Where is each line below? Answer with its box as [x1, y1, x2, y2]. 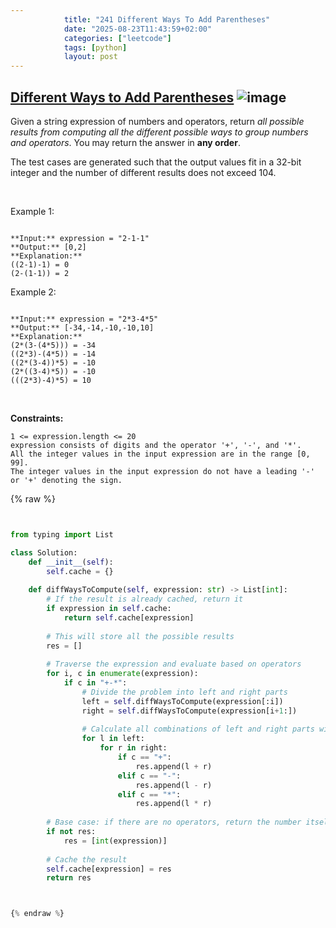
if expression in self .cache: [46, 604, 172, 614]
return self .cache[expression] [63, 612, 195, 623]
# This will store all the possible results [46, 631, 235, 641]
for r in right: [99, 743, 168, 753]
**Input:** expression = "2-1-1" [10, 233, 150, 243]
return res [46, 873, 92, 883]
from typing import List [10, 529, 114, 540]
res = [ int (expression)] [63, 836, 168, 846]
